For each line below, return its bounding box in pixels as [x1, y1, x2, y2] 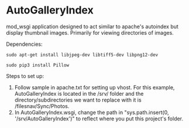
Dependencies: [6, 41, 43, 48]
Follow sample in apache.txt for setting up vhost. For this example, [14, 83, 175, 91]
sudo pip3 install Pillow [6, 62, 69, 68]
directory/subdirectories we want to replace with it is [14, 96, 142, 103]
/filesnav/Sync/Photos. [14, 102, 70, 109]
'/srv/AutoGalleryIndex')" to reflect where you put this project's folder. [14, 115, 183, 122]
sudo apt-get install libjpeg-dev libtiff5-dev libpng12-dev [6, 52, 159, 58]
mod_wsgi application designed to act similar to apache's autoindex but [6, 23, 178, 30]
